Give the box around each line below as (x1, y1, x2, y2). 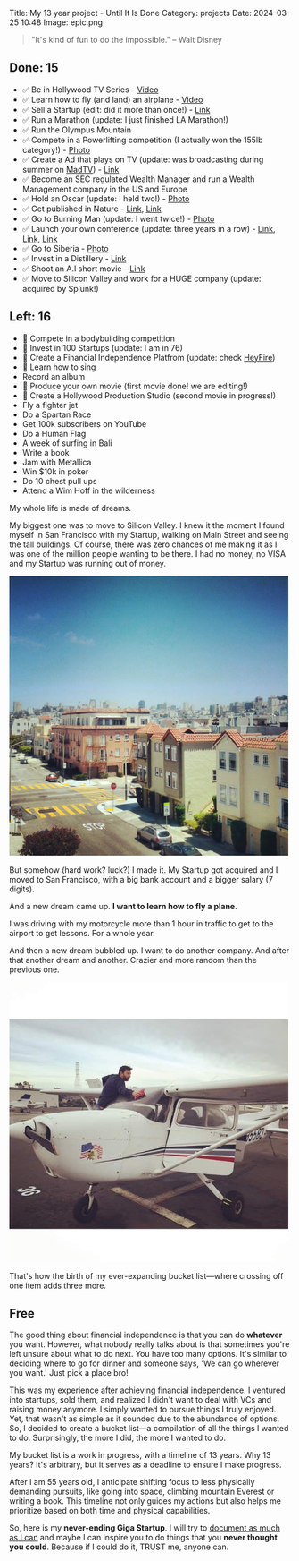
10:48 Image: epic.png (21, 17, 104, 28)
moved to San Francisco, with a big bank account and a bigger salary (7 (9, 874, 274, 884)
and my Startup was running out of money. (9, 558, 167, 568)
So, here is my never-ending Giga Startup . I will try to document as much (9, 1523, 281, 1533)
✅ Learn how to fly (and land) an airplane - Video (21, 94, 203, 105)
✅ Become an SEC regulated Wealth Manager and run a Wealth (21, 174, 255, 184)
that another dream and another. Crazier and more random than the (9, 954, 257, 965)
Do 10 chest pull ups (21, 475, 97, 486)
